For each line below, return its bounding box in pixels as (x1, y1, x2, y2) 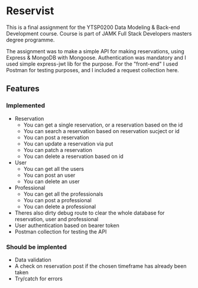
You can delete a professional (23, 203, 96, 210)
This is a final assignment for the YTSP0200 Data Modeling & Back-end (6, 24, 180, 31)
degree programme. (6, 36, 55, 43)
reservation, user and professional (14, 215, 99, 222)
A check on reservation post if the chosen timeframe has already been (14, 262, 187, 270)
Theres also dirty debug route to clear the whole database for (14, 209, 165, 216)
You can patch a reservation (23, 146, 93, 153)
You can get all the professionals (23, 190, 103, 198)
